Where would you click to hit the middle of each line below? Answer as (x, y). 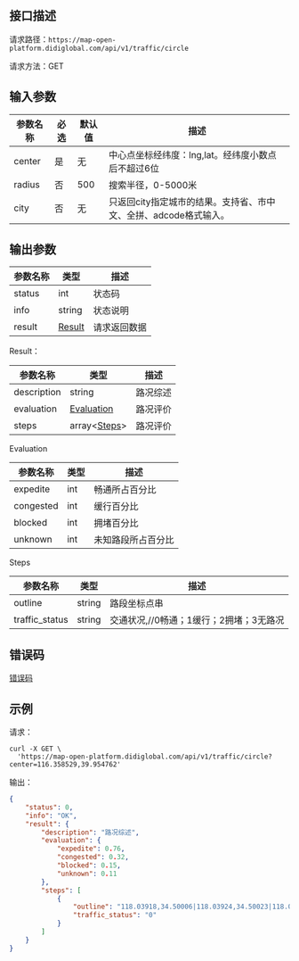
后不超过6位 (134, 168)
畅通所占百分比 (125, 490)
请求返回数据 (120, 327)
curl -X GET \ (36, 749)
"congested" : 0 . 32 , (93, 857)
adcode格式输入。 (191, 215)
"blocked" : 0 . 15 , (89, 866)
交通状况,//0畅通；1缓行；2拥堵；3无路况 (197, 620)
